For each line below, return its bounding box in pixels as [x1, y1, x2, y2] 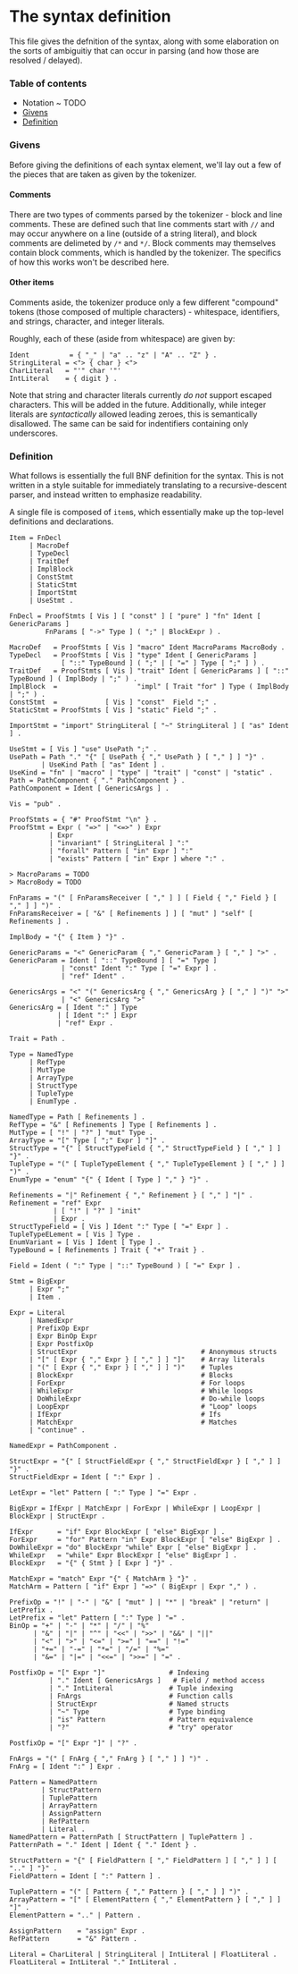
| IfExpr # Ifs [29, 1411, 221, 1419]
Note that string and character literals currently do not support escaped [9, 389, 272, 400]
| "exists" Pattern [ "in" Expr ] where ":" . [48, 854, 226, 864]
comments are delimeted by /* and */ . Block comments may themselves [9, 237, 277, 248]
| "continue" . [29, 1426, 87, 1435]
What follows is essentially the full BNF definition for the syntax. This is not [9, 470, 284, 481]
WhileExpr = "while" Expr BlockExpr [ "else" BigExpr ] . [9, 1551, 238, 1560]
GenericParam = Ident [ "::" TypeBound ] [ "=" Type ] [9, 956, 218, 965]
